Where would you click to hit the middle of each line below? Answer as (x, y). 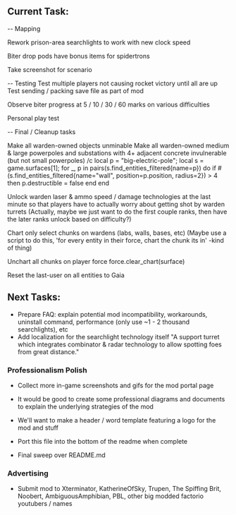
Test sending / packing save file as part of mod (76, 90)
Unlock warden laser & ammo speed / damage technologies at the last (109, 196)
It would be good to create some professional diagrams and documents (121, 399)
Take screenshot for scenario (50, 69)
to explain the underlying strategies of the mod (85, 406)
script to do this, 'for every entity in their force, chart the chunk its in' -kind (116, 240)
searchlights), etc (43, 329)
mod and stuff (38, 428)
